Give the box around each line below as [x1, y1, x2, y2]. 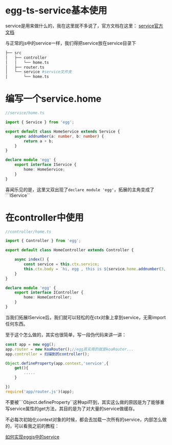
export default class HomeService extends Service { [5, 129, 120, 134]
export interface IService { [14, 162, 77, 168]
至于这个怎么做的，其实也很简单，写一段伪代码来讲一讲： [5, 331, 126, 338]
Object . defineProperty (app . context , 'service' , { [5, 361, 109, 366]
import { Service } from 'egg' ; [5, 120, 74, 125]
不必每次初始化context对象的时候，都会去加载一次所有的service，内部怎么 [5, 416, 162, 422]
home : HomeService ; [24, 167, 66, 172]
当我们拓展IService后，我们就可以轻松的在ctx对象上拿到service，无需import [5, 314, 166, 320]
